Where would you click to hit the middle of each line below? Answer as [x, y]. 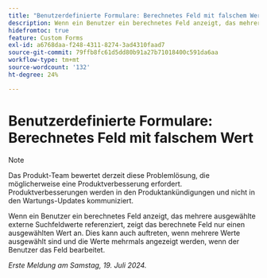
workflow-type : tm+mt [44, 60]
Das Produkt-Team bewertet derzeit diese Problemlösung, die [109, 175]
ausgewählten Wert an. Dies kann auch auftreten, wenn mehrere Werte [124, 233]
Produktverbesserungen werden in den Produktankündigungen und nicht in [132, 192]
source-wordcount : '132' [49, 68]
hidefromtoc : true [39, 30]
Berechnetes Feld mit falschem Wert [131, 138]
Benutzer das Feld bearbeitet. [57, 249]
